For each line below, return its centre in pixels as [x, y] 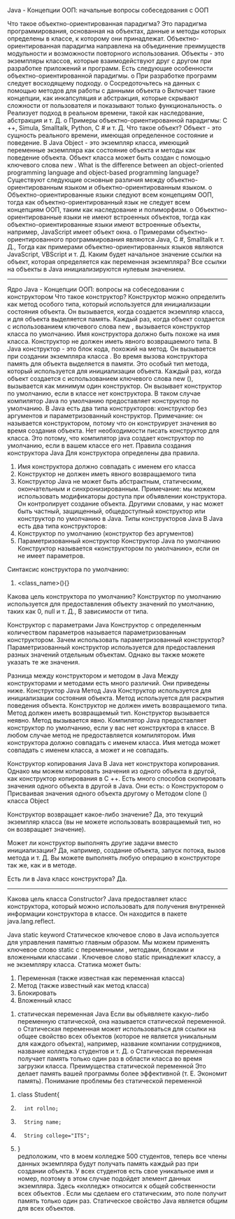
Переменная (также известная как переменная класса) [101, 978]
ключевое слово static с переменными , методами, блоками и [101, 949]
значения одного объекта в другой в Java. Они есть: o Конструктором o [115, 786]
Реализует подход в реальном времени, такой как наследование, [106, 113]
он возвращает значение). [47, 829]
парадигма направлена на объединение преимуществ [144, 46]
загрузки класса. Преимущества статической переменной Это [112, 1066]
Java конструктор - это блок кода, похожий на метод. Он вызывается [112, 349]
